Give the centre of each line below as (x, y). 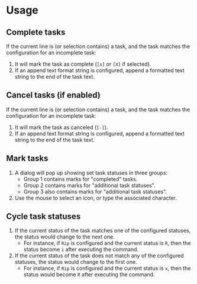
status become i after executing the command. (81, 250)
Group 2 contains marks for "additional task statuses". (89, 185)
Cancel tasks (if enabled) (53, 95)
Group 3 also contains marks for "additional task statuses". (95, 191)
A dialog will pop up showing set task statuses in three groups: (91, 173)
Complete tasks (36, 32)
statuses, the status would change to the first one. (76, 262)
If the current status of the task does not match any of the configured (99, 256)
